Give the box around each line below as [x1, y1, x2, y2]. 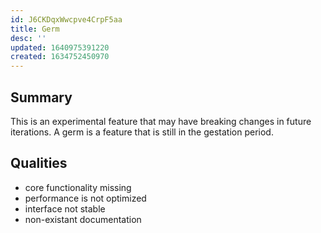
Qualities [10, 155, 68, 172]
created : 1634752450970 [10, 52, 110, 62]
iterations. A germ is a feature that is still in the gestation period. [10, 126, 274, 138]
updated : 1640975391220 [10, 42, 110, 53]
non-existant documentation [24, 213, 142, 225]
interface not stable [24, 202, 106, 215]
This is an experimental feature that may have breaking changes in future [10, 115, 312, 127]
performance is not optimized [24, 192, 147, 204]
